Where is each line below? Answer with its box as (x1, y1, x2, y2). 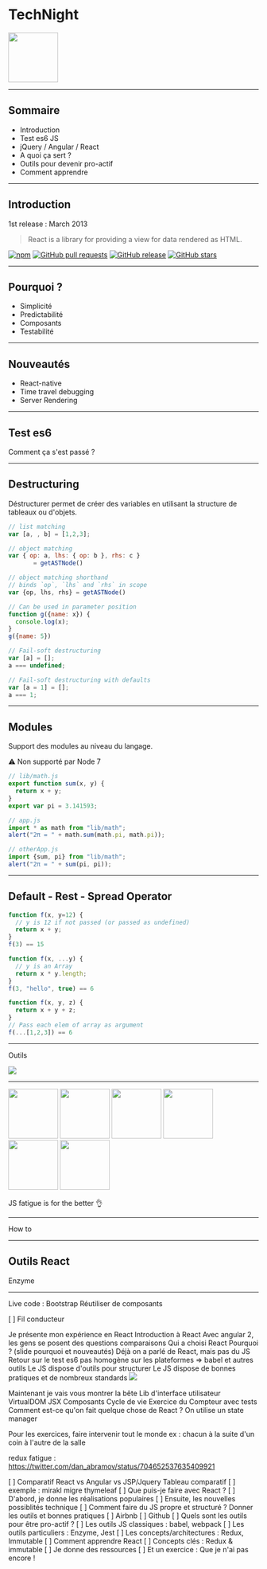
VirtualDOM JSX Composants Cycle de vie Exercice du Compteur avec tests (8, 1396, 257, 1407)
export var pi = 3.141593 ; (8, 802, 98, 810)
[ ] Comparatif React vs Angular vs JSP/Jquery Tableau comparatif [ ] (8, 1477, 236, 1486)
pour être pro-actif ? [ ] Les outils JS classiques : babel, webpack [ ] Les (8, 1519, 245, 1528)
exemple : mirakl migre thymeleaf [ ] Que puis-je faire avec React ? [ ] (8, 1485, 236, 1495)
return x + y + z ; (15, 1006, 77, 1015)
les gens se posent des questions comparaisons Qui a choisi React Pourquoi (8, 1338, 259, 1348)
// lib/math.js (8, 773, 59, 781)
